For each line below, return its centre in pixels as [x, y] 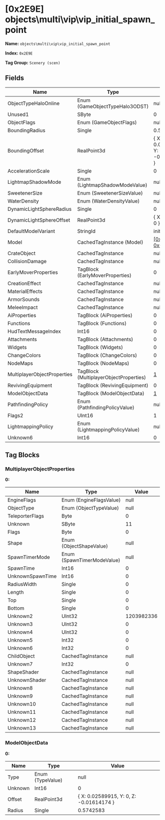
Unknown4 [20, 632]
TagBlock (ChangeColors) [107, 355]
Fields [15, 78]
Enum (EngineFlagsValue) [91, 500]
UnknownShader [27, 680]
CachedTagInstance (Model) [110, 242]
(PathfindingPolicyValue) [106, 408]
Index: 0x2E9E [19, 53]
